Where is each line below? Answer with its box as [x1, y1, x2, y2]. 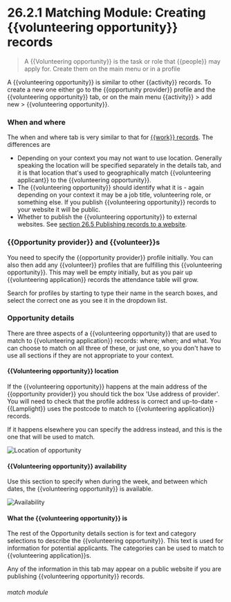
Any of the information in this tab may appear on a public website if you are [7, 565, 221, 573]
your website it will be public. [17, 206, 100, 214]
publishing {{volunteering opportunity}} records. [7, 572, 145, 581]
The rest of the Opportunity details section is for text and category [7, 529, 196, 538]
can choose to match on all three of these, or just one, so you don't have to [7, 344, 221, 352]
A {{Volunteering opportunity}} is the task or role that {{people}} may [24, 57, 221, 65]
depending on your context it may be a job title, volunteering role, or [17, 191, 212, 199]
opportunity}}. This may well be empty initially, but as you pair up [7, 268, 193, 276]
